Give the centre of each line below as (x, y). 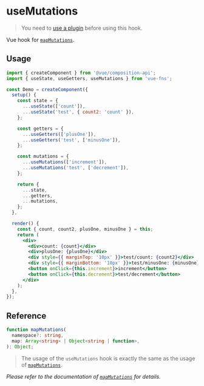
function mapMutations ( (36, 330)
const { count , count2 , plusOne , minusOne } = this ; (85, 229)
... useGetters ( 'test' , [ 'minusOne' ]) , (71, 140)
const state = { (38, 101)
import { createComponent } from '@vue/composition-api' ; (81, 73)
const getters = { (40, 129)
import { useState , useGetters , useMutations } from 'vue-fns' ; (89, 78)
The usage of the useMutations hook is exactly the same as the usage (108, 358)
